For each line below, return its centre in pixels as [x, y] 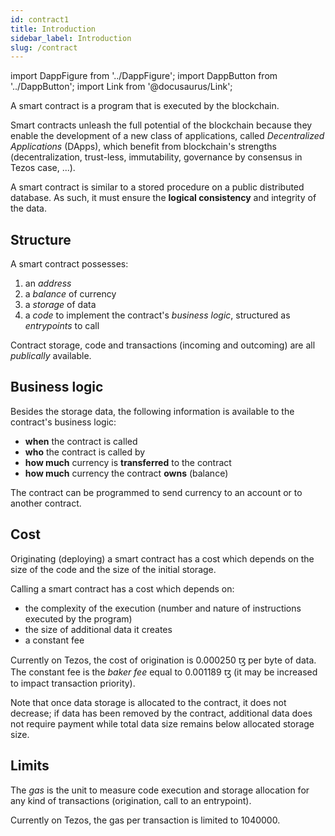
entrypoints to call [62, 326]
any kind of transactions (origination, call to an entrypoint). [131, 800]
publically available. [51, 356]
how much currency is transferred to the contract [128, 462]
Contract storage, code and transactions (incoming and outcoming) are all [163, 345]
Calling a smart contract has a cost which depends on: [122, 588]
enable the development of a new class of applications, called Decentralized [167, 136]
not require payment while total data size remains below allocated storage [162, 723]
